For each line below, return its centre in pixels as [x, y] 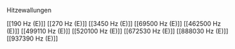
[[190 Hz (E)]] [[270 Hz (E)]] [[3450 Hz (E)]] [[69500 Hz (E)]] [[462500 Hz [114, 23]
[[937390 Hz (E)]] [32, 38]
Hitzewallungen [29, 10]
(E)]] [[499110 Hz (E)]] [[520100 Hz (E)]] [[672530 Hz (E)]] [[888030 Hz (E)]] [118, 31]
